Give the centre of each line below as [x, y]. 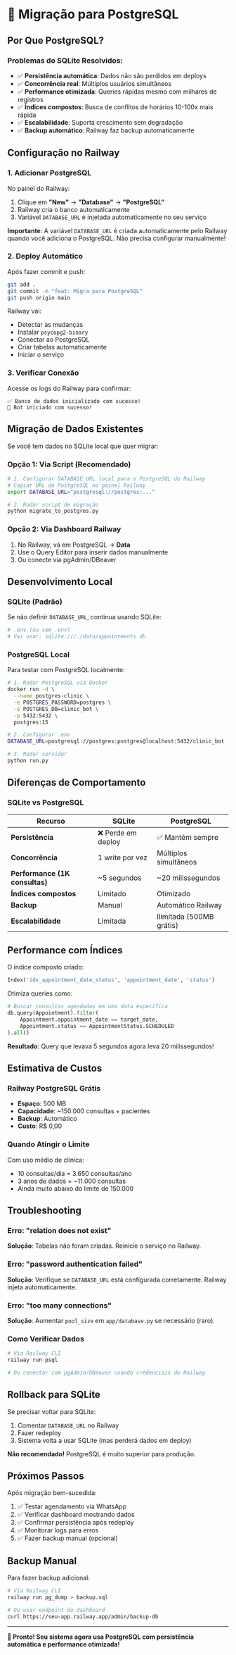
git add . [22, 285]
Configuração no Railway [64, 153]
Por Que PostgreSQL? [55, 41]
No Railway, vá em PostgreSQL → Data [74, 545]
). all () [19, 1033]
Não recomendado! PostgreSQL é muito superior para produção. [102, 1453]
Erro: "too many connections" [60, 1305]
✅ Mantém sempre [188, 837]
